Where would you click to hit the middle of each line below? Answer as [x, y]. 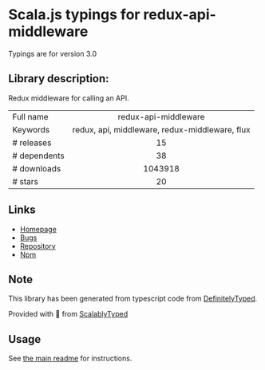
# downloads [37, 168]
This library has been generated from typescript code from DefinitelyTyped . [133, 299]
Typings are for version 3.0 [53, 53]
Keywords [31, 129]
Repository [38, 246]
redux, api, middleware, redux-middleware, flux [161, 129]
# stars [25, 181]
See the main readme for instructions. [70, 358]
